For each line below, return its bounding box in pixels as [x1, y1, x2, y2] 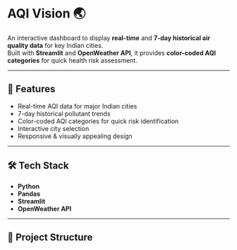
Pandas [17, 189, 41, 198]
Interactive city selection [17, 124, 90, 132]
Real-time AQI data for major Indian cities [17, 101, 138, 110]
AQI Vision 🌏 [7, 6, 86, 22]
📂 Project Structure [7, 231, 93, 243]
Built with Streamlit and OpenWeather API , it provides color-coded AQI [7, 49, 217, 57]
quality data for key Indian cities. [7, 41, 104, 49]
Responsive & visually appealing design [17, 132, 133, 140]
